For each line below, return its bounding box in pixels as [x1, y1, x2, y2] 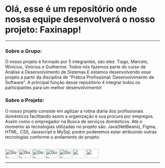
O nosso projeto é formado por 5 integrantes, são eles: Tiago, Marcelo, [5, 59, 149, 64]
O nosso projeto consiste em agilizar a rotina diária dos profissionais [5, 108, 143, 114]
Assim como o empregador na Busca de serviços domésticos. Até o [5, 118, 142, 124]
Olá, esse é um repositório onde [5, 3, 137, 15]
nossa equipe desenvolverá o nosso [5, 14, 155, 25]
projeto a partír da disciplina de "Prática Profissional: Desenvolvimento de [5, 74, 154, 80]
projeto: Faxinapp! [5, 24, 82, 35]
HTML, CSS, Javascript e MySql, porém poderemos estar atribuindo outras [5, 128, 157, 135]
